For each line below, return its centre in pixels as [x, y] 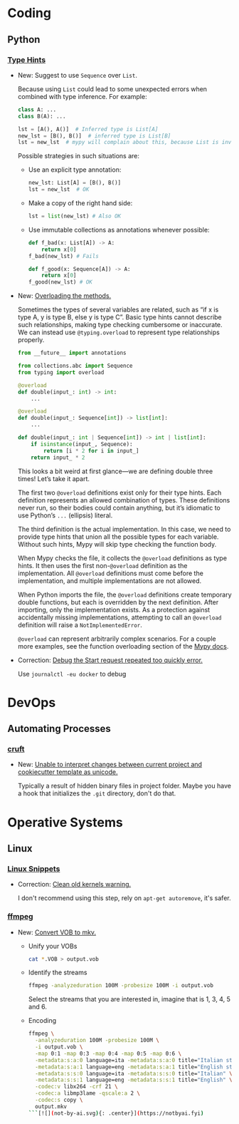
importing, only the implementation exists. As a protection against [114, 609]
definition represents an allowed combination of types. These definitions [124, 500]
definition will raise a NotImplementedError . [80, 624]
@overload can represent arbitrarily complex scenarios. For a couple [117, 639]
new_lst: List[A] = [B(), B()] [75, 183]
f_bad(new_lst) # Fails [64, 256]
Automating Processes [59, 729]
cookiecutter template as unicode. [68, 772]
